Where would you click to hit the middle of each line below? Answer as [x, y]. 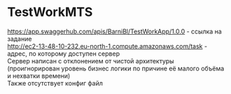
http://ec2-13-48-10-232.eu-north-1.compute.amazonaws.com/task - [107, 46]
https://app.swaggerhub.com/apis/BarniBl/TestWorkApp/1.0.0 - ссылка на [114, 31]
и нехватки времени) [39, 76]
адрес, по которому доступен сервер [64, 54]
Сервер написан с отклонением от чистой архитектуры [91, 61]
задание [20, 38]
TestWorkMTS [50, 12]
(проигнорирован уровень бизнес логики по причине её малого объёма [116, 68]
